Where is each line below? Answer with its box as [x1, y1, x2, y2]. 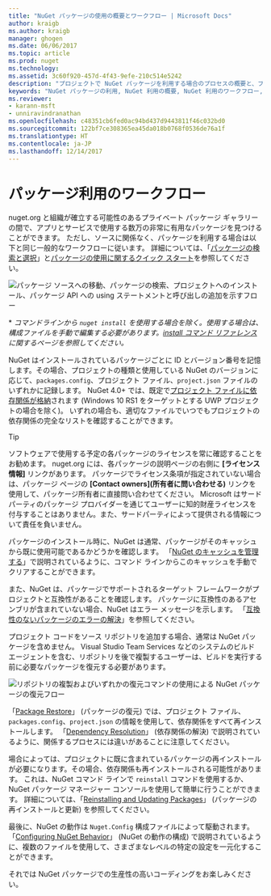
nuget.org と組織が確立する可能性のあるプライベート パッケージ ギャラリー [8, 213, 259, 222]
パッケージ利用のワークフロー [8, 184, 206, 203]
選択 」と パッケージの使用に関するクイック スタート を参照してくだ [22, 253, 244, 263]
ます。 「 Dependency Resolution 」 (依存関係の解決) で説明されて [35, 727, 254, 737]
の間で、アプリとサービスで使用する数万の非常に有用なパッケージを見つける [8, 223, 263, 233]
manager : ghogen [8, 34, 63, 43]
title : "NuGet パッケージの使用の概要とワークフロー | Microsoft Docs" [8, 11, 232, 20]
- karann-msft [8, 102, 56, 110]
